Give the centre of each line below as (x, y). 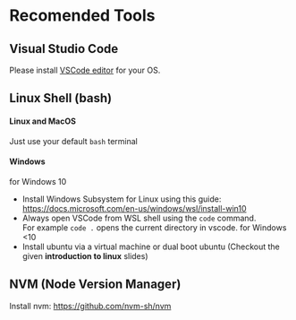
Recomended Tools (82, 16)
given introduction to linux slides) (85, 255)
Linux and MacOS (42, 121)
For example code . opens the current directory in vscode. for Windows (154, 227)
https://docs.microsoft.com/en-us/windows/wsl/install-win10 (135, 208)
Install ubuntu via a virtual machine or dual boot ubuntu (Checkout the (151, 246)
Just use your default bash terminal (74, 141)
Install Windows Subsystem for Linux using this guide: (122, 199)
